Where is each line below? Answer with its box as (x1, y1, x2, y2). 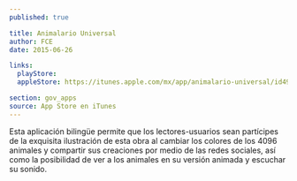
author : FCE (9, 37, 53, 46)
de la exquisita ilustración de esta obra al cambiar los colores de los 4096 (9, 135, 278, 146)
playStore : (17, 70, 57, 79)
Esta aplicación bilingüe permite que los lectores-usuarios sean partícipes (9, 125, 278, 137)
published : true (9, 12, 69, 22)
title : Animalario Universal (9, 28, 117, 38)
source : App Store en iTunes (9, 102, 117, 110)
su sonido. (9, 163, 48, 174)
